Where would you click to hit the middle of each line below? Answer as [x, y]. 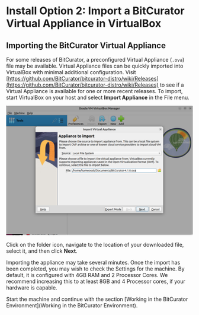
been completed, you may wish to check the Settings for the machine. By [95, 269]
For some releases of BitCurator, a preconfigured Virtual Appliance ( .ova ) [95, 60]
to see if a [172, 85]
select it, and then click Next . [42, 251]
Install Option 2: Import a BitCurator [95, 11]
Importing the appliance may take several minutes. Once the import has [93, 263]
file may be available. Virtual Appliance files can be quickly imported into [95, 66]
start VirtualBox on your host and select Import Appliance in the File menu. [98, 97]
